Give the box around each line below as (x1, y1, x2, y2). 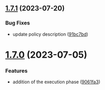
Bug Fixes (5, 19, 30, 27)
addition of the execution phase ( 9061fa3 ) (12, 79, 100, 85)
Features (5, 67, 28, 74)
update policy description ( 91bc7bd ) (12, 31, 89, 37)
